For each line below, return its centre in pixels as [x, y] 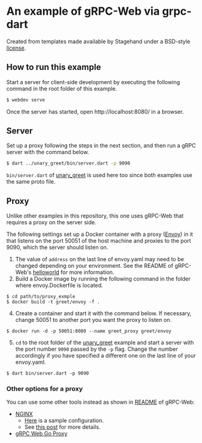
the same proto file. [31, 182]
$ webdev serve [26, 100]
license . [16, 48]
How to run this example [54, 67]
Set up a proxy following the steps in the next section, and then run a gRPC [101, 146]
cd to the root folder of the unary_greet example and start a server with [105, 343]
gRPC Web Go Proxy [41, 434]
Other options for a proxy [45, 389]
